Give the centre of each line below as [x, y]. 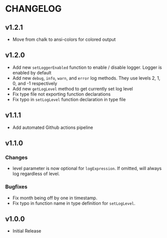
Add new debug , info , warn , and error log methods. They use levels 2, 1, [86, 78]
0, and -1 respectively [35, 83]
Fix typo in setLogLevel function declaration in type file [69, 99]
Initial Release [27, 231]
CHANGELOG [33, 9]
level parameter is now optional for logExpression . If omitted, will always [87, 169]
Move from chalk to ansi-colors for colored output [64, 39]
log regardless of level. [36, 174]
